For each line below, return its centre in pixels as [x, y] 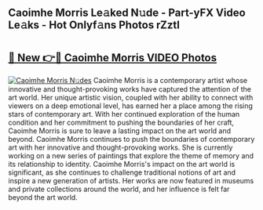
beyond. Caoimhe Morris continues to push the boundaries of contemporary [131, 139]
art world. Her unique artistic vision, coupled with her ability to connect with [131, 98]
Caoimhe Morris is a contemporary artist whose [170, 80]
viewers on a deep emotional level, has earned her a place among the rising [131, 106]
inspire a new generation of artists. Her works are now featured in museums [131, 181]
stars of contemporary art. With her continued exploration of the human [124, 114]
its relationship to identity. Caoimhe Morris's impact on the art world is [122, 164]
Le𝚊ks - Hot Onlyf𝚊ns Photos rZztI [94, 25]
